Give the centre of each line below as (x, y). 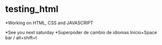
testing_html (32, 9)
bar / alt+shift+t (21, 38)
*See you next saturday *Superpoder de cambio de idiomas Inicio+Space (81, 32)
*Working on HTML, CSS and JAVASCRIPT (49, 23)
